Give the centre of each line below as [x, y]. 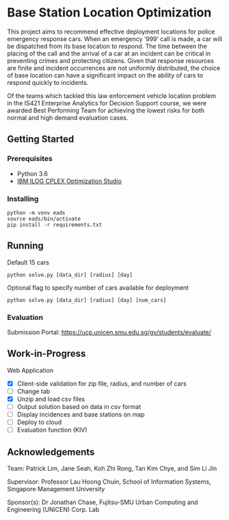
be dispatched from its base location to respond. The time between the [107, 46]
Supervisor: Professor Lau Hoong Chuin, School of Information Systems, [109, 482]
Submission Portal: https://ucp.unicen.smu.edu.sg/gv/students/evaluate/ [109, 332]
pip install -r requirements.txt [55, 225]
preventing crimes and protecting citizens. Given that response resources [110, 60]
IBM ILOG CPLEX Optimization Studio [69, 181]
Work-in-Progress [46, 354]
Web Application [30, 370]
